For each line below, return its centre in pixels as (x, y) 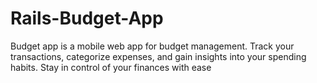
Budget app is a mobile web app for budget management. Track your (152, 46)
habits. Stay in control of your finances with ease (111, 67)
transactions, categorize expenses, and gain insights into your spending (158, 56)
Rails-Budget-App (87, 18)
